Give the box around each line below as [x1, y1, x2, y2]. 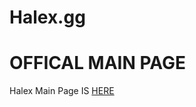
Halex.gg [9, 6, 86, 29]
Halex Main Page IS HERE [9, 85, 115, 97]
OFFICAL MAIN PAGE [9, 52, 187, 75]
